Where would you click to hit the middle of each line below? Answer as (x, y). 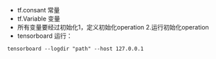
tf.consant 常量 (38, 10)
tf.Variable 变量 (38, 19)
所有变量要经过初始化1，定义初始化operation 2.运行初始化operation (113, 27)
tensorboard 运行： (45, 36)
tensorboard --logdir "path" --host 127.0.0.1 (75, 49)
